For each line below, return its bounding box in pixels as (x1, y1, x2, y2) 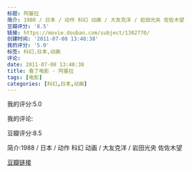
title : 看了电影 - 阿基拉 (7, 67, 74, 74)
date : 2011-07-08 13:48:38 (7, 61, 85, 68)
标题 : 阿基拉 (7, 10, 39, 17)
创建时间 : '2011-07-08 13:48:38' (7, 36, 99, 43)
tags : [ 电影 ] (7, 73, 43, 81)
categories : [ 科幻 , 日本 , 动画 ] (7, 80, 88, 87)
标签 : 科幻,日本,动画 (7, 49, 60, 56)
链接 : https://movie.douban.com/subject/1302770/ (7, 29, 150, 36)
